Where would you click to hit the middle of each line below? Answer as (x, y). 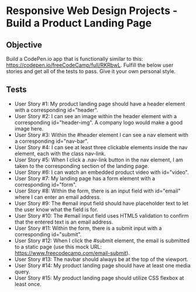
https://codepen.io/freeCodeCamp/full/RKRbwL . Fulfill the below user (90, 65)
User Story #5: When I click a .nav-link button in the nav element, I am (99, 160)
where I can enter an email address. (58, 197)
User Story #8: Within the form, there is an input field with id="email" (97, 191)
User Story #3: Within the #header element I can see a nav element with (102, 135)
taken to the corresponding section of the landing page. (82, 166)
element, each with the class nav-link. (60, 153)
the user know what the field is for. (56, 209)
